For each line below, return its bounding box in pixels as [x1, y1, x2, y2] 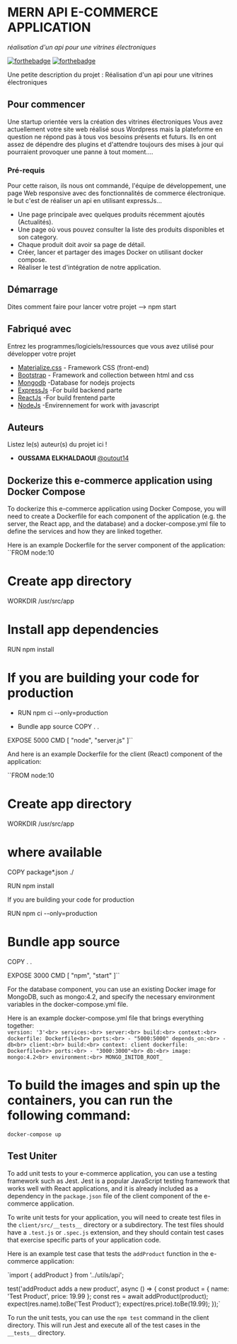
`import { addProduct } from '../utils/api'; [7, 1270, 124, 1279]
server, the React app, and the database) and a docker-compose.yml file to [7, 520, 226, 528]
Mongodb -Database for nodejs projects [17, 378, 136, 387]
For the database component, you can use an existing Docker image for [7, 985, 216, 993]
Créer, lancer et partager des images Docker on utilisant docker [17, 248, 204, 256]
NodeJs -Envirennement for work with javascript [17, 400, 159, 409]
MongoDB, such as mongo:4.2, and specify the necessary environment [7, 992, 215, 1001]
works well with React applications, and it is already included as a [7, 1184, 198, 1193]
